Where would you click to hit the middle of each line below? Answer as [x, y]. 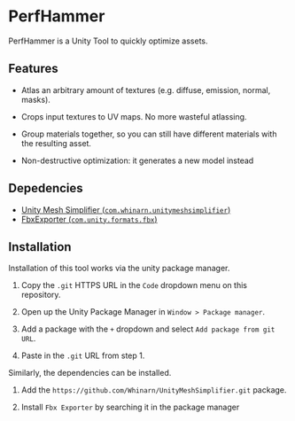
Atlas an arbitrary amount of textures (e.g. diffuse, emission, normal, [146, 90]
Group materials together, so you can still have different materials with [149, 134]
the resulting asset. [56, 143]
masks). [35, 99]
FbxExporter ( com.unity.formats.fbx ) [89, 219]
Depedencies [46, 188]
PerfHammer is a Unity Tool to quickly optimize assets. [109, 41]
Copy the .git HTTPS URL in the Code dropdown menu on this [134, 285]
